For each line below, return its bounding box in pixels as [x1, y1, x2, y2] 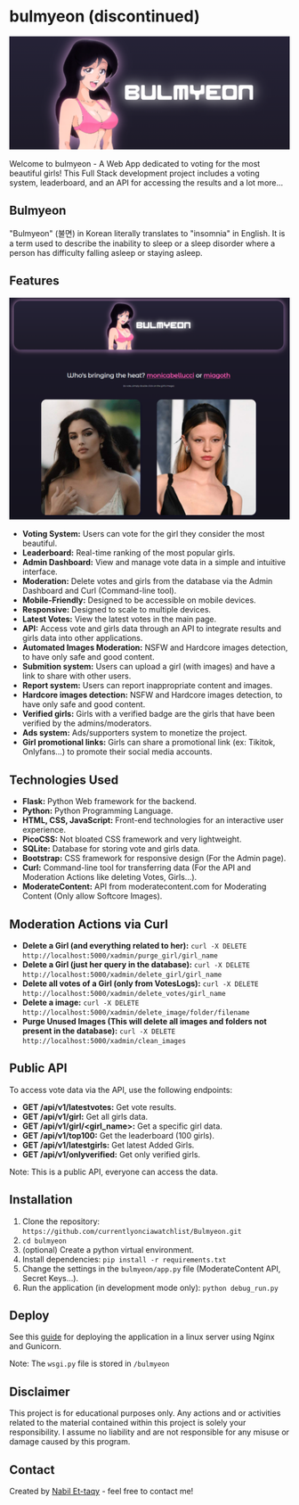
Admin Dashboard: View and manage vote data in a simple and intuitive [21, 557, 287, 568]
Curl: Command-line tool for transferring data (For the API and [21, 862, 252, 873]
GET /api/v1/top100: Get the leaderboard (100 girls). [21, 1130, 215, 1140]
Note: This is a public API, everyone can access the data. [9, 1166, 218, 1177]
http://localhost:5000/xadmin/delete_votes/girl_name [21, 989, 226, 998]
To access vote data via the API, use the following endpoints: [9, 1084, 233, 1095]
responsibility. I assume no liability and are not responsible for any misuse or [9, 1427, 290, 1437]
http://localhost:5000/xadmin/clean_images [21, 1036, 187, 1045]
